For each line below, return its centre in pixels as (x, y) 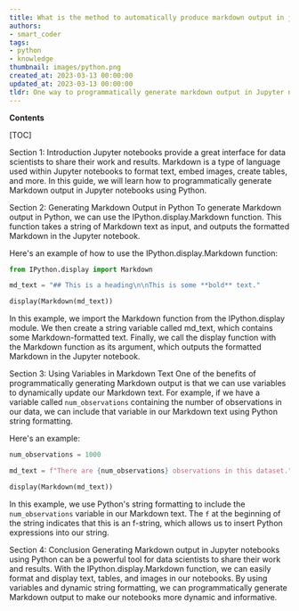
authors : (25, 26)
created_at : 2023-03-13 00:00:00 (71, 76)
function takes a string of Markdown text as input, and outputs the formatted (149, 226)
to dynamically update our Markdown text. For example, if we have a (135, 392)
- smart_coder (36, 34)
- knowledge (31, 59)
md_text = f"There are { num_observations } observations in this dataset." (151, 471)
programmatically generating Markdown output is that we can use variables (148, 384)
